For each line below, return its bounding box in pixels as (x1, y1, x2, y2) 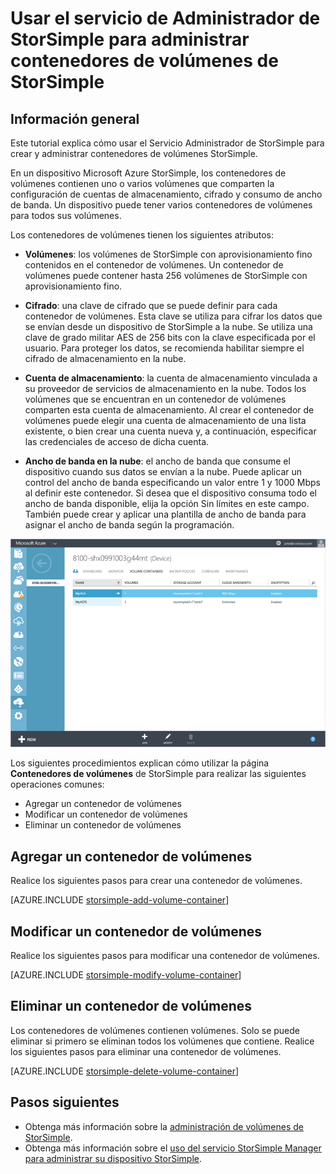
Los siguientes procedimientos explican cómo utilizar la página (10, 757, 270, 769)
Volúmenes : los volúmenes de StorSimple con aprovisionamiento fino (24, 248, 313, 260)
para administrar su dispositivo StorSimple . (24, 1152, 202, 1164)
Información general (10, 110, 140, 127)
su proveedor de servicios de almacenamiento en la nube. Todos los (24, 383, 307, 394)
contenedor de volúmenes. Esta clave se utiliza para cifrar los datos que (24, 310, 323, 322)
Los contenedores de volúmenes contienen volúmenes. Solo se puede (10, 1024, 301, 1036)
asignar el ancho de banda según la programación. (24, 519, 235, 531)
